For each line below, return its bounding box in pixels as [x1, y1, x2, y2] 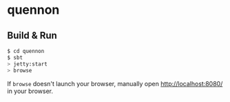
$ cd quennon [7, 48, 45, 54]
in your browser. [7, 87, 54, 95]
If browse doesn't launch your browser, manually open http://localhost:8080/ [7, 79, 223, 88]
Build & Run [7, 30, 57, 41]
